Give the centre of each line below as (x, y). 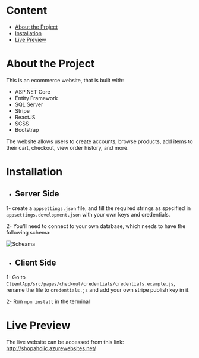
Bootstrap (27, 129)
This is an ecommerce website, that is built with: (65, 80)
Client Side (35, 263)
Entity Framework (36, 98)
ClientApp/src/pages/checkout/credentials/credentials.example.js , (91, 283)
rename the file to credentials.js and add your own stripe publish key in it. (98, 289)
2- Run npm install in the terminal (48, 301)
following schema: (29, 232)
